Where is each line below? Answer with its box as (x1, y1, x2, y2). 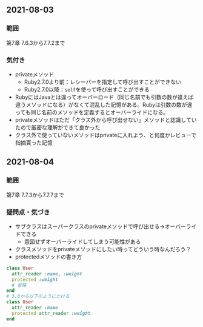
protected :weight (12, 276, 59, 283)
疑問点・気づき (6, 207, 50, 216)
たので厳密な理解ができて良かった (15, 124, 101, 131)
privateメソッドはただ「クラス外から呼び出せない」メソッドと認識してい (15, 116, 197, 123)
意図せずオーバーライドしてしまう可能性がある (24, 238, 141, 245)
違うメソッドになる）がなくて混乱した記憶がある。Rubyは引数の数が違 (15, 101, 193, 108)
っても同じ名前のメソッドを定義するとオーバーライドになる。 (15, 109, 169, 116)
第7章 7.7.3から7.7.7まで (6, 191, 65, 198)
